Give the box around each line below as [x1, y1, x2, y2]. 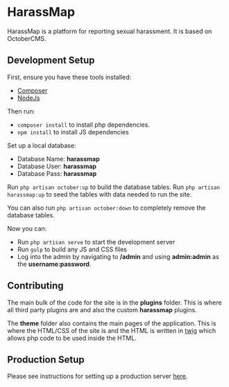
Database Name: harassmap [17, 154, 101, 163]
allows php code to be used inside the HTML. [7, 334, 137, 342]
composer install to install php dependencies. [17, 120, 151, 129]
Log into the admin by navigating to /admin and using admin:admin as [17, 252, 220, 260]
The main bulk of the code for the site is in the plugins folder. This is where [7, 298, 222, 307]
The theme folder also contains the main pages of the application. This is [7, 319, 217, 327]
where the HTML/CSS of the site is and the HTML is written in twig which [7, 326, 217, 334]
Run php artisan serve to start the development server [17, 237, 176, 246]
